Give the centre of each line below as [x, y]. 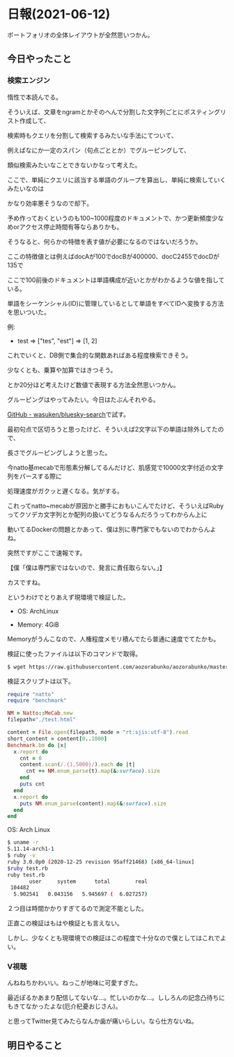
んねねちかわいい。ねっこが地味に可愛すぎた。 [74, 983]
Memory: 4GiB [38, 625]
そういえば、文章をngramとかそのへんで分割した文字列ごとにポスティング [114, 111]
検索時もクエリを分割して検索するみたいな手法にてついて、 [92, 135]
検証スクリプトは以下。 [41, 681]
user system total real [88, 882]
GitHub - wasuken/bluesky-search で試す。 [69, 414]
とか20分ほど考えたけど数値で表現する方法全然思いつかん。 [93, 384]
